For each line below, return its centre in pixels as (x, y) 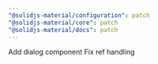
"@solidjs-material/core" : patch (63, 23)
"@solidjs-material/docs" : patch (63, 30)
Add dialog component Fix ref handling (71, 52)
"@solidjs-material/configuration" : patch (79, 15)
